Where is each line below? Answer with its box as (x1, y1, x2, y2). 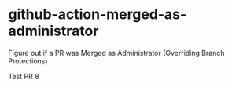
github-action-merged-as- (8, 5, 187, 24)
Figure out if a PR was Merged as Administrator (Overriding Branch (8, 48, 226, 57)
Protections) (8, 56, 49, 66)
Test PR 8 (8, 71, 39, 81)
